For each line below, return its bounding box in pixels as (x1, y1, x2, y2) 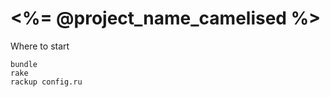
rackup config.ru (10, 77, 83, 87)
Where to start (10, 40, 70, 52)
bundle (10, 59, 38, 69)
